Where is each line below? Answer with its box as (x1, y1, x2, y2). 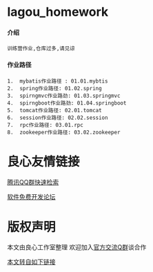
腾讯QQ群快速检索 (7, 178, 59, 186)
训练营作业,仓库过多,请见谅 (7, 45, 76, 52)
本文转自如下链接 (7, 258, 56, 266)
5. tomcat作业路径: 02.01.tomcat (7, 107, 102, 114)
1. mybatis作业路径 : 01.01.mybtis (7, 77, 108, 85)
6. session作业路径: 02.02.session (7, 114, 108, 121)
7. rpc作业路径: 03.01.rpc (7, 121, 84, 128)
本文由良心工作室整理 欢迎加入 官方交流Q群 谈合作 (7, 243, 147, 251)
